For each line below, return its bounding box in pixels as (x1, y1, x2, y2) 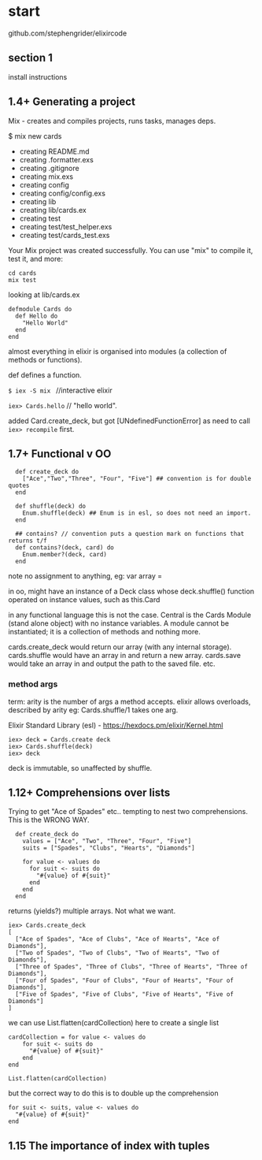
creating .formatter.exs (19, 154, 94, 164)
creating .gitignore (19, 163, 80, 173)
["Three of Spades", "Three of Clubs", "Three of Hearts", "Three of (15, 963, 248, 971)
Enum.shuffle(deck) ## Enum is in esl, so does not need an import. (22, 509, 252, 518)
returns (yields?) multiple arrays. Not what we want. (8, 906, 175, 916)
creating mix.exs (19, 172, 73, 181)
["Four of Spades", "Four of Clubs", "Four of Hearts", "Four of (15, 976, 234, 985)
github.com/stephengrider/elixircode (8, 28, 127, 38)
